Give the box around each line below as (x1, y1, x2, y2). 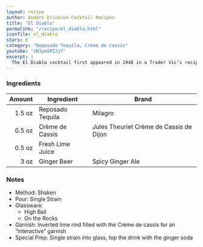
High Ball (24, 208, 47, 216)
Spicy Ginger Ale (92, 157, 140, 165)
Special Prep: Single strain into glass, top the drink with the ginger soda (14, 234, 193, 242)
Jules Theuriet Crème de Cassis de (92, 122, 192, 130)
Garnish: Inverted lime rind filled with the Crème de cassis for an (14, 221, 175, 228)
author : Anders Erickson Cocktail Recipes (6, 14, 115, 21)
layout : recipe (6, 8, 45, 15)
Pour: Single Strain (14, 196, 62, 203)
